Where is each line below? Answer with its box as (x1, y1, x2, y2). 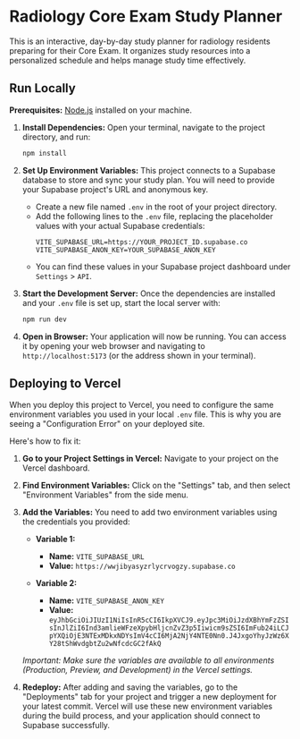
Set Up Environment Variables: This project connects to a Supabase (21, 165, 276, 175)
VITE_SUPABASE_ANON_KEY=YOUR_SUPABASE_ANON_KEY (35, 245, 216, 254)
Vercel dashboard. (21, 463, 91, 473)
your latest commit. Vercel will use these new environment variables (21, 701, 273, 712)
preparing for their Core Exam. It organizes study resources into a (9, 45, 251, 55)
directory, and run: (21, 132, 91, 142)
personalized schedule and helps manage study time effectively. (9, 55, 246, 65)
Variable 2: (35, 578, 78, 589)
